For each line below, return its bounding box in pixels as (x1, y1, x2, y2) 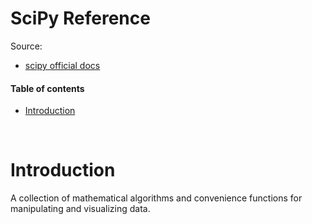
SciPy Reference (10, 7, 151, 30)
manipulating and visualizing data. (10, 203, 151, 215)
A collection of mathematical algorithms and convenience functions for (10, 192, 303, 204)
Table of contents (10, 82, 85, 94)
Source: (10, 40, 43, 52)
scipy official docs (24, 59, 101, 71)
